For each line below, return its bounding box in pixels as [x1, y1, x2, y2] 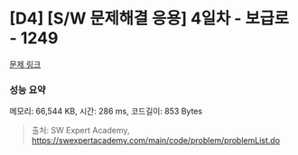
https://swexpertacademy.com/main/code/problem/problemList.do [31, 135, 281, 146]
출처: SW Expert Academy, [31, 125, 130, 136]
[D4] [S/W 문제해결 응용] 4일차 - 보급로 [9, 8, 290, 29]
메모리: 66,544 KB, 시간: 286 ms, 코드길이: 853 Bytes [9, 105, 203, 117]
